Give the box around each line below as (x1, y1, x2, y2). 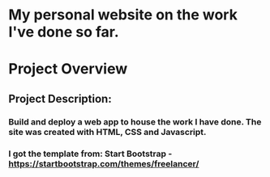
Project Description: (8, 91, 112, 106)
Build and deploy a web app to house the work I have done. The (8, 116, 262, 127)
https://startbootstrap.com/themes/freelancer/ (8, 158, 199, 169)
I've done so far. (8, 23, 119, 41)
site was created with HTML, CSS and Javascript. (8, 126, 207, 137)
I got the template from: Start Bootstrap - (8, 148, 173, 159)
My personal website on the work (8, 6, 238, 24)
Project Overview (8, 60, 128, 78)
